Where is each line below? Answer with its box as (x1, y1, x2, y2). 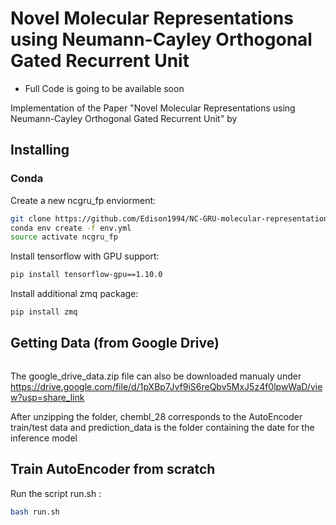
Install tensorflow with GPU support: (10, 250, 160, 262)
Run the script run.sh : (10, 487, 102, 499)
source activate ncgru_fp (10, 232, 118, 242)
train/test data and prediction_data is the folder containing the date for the (10, 421, 315, 433)
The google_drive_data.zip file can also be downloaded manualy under (10, 370, 302, 382)
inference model (10, 432, 78, 444)
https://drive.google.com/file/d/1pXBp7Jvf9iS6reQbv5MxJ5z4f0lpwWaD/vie (10, 380, 323, 392)
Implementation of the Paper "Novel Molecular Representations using (10, 102, 296, 114)
